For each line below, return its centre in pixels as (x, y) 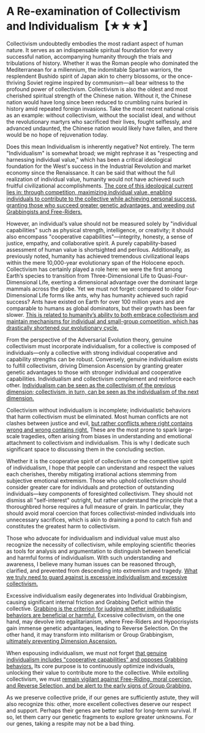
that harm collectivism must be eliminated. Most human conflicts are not (97, 416)
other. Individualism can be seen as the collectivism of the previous (91, 385)
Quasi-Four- (173, 275)
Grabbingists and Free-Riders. (44, 211)
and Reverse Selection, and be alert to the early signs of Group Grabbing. (99, 685)
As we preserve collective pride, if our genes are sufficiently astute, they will (103, 697)
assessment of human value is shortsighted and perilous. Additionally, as (98, 249)
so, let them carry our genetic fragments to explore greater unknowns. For (100, 717)
